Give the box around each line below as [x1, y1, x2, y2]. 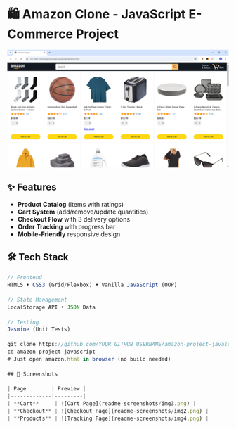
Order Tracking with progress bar [17, 222, 116, 231]
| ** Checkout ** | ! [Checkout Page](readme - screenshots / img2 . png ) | [7, 408, 209, 415]
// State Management [7, 296, 68, 303]
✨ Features [7, 181, 57, 193]
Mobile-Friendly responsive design [17, 230, 121, 238]
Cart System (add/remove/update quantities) [17, 207, 149, 216]
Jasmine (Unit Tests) [7, 326, 71, 333]
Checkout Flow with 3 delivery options [17, 214, 131, 223]
